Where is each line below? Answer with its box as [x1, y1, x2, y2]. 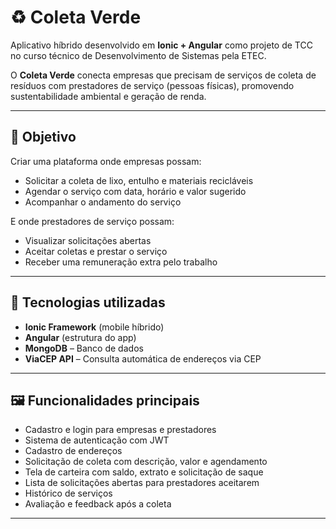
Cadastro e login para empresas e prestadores [24, 424, 217, 436]
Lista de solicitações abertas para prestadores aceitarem [24, 477, 260, 489]
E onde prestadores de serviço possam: [10, 215, 175, 227]
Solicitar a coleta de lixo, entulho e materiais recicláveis [24, 174, 254, 186]
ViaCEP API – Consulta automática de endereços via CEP [24, 352, 262, 365]
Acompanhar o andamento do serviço [24, 196, 182, 208]
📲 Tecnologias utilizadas [10, 294, 166, 311]
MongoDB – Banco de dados [24, 342, 144, 354]
